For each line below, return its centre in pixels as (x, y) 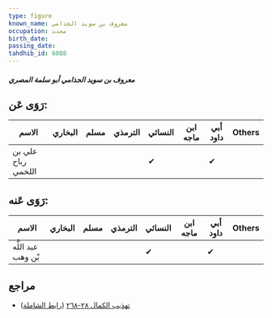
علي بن (25, 151)
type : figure (30, 16)
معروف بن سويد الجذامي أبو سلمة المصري (72, 79)
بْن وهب (26, 257)
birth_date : (28, 38)
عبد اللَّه (25, 247)
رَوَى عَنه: (28, 200)
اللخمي (25, 172)
